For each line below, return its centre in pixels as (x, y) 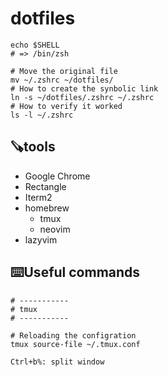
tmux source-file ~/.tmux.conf (75, 344)
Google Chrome (57, 176)
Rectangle (45, 186)
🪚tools (33, 147)
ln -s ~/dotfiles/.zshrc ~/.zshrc (82, 97)
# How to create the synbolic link (84, 88)
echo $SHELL (35, 45)
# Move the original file (64, 71)
